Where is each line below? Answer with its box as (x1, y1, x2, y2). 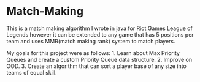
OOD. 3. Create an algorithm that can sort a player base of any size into (6, 62, 187, 70)
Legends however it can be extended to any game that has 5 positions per (6, 31, 194, 38)
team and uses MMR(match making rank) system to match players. (6, 37, 176, 45)
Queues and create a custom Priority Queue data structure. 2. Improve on (6, 56, 192, 63)
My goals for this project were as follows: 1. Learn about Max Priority (6, 49, 180, 56)
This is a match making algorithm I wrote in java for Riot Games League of (6, 24, 193, 32)
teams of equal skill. (6, 69, 57, 76)
